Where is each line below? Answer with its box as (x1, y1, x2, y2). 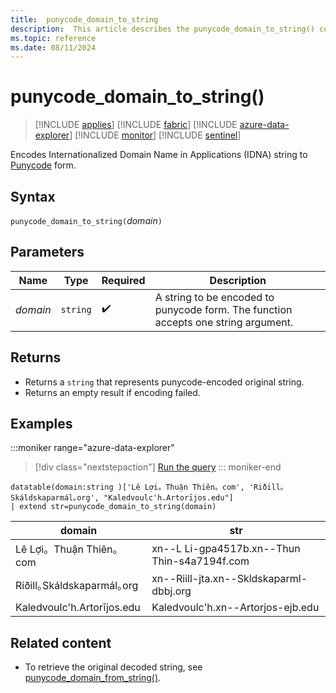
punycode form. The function (154, 302, 293, 316)
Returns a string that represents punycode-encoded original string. (24, 376, 305, 388)
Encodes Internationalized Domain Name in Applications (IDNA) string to (10, 149, 308, 161)
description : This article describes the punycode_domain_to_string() (10, 24, 315, 34)
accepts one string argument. (154, 315, 294, 329)
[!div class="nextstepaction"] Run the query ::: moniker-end (34, 461, 282, 473)
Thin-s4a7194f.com (151, 554, 250, 568)
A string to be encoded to (154, 290, 275, 304)
